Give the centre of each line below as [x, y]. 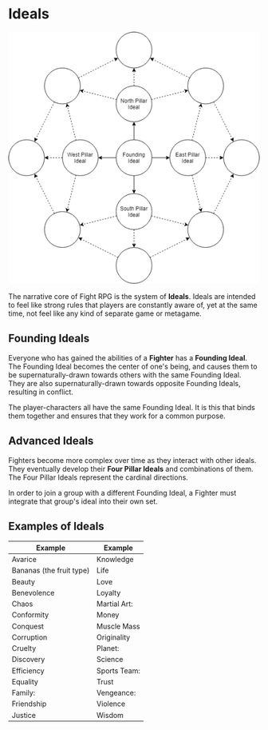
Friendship [29, 704]
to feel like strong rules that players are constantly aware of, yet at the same [133, 305]
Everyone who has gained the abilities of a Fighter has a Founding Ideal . [128, 357]
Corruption [30, 637]
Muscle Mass [118, 626]
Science [110, 660]
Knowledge [115, 560]
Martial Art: [115, 604]
